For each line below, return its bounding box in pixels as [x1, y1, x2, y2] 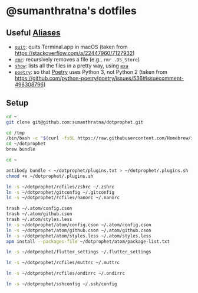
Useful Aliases [6, 28, 61, 38]
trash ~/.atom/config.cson [6, 206, 72, 211]
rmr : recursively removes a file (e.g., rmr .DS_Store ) [14, 56, 140, 63]
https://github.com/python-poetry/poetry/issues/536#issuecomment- [14, 75, 184, 82]
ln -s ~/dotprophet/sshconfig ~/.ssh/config [6, 281, 117, 287]
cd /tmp [6, 130, 25, 136]
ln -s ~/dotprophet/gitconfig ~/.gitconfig [6, 189, 115, 196]
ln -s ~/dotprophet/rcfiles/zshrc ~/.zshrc [6, 184, 115, 190]
